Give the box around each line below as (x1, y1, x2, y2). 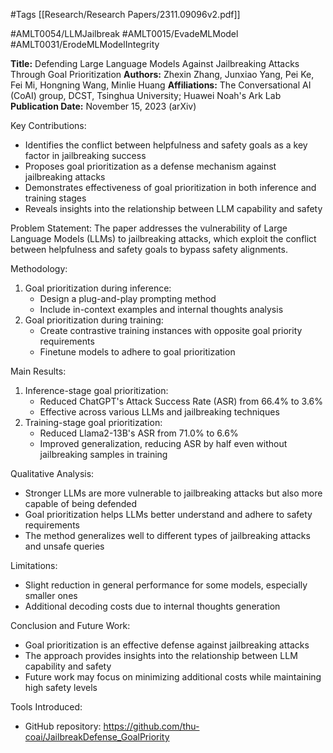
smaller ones (24, 590, 78, 601)
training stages (24, 192, 87, 204)
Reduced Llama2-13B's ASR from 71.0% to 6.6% (39, 427, 239, 439)
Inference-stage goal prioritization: (24, 385, 169, 396)
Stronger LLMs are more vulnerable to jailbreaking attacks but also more (24, 487, 323, 499)
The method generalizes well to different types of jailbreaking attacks (24, 530, 311, 541)
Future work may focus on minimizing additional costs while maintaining (24, 671, 322, 683)
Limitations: (10, 560, 58, 571)
